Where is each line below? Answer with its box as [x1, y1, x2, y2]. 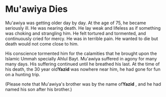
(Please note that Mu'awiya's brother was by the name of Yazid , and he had [5, 81, 161, 87]
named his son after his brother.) [5, 86, 72, 92]
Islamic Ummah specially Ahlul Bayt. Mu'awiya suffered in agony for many [5, 55, 157, 61]
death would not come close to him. [5, 41, 79, 47]
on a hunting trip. [5, 71, 40, 77]
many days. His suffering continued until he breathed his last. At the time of [5, 61, 160, 67]
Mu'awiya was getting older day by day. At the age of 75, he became [5, 20, 146, 26]
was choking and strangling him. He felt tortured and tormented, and [5, 30, 146, 36]
